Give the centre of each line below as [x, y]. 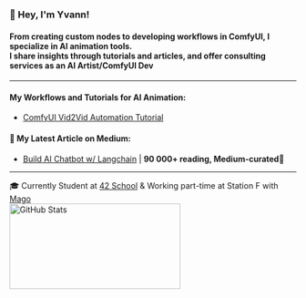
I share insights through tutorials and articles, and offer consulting [138, 56]
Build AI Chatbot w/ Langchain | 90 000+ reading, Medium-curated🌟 [153, 159]
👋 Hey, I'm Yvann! [50, 15]
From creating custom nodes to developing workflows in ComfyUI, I [140, 36]
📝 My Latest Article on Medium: [70, 138]
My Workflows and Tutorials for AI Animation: [98, 97]
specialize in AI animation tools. [71, 46]
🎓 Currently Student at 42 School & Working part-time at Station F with [144, 185]
